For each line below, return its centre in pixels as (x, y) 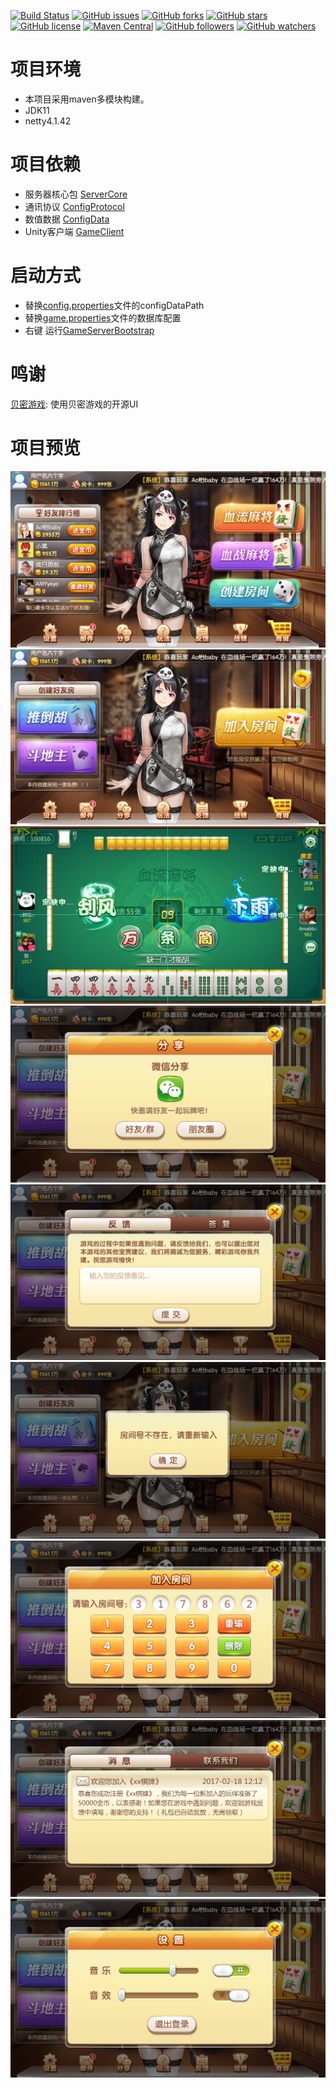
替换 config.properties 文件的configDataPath (114, 305)
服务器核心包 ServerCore (76, 194)
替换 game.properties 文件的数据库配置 (103, 317)
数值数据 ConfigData (67, 219)
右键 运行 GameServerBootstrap (89, 330)
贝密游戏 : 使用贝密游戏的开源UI (74, 404)
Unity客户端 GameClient (74, 231)
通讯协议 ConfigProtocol (74, 206)
